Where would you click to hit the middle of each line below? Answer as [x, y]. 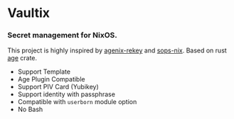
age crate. [22, 58]
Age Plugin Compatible [51, 79]
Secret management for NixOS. [62, 35]
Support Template [44, 72]
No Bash [30, 109]
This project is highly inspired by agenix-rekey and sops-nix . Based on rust [117, 50]
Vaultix [29, 13]
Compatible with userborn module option [77, 102]
